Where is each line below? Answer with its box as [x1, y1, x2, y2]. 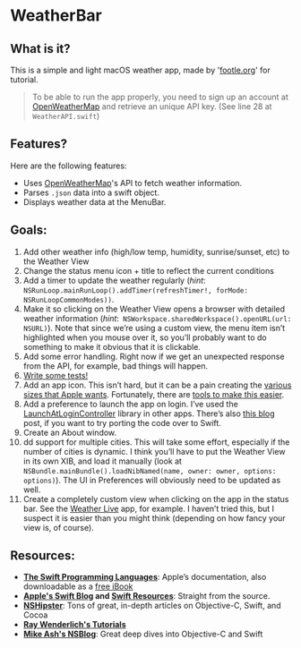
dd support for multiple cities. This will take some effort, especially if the [22, 436, 290, 448]
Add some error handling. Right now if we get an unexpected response [22, 351, 285, 362]
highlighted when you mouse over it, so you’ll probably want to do [22, 332, 267, 343]
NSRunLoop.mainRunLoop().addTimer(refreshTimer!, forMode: [22, 286, 249, 295]
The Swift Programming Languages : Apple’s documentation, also [22, 572, 267, 583]
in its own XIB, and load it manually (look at [22, 456, 183, 466]
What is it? [10, 41, 71, 56]
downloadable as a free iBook [22, 581, 133, 592]
